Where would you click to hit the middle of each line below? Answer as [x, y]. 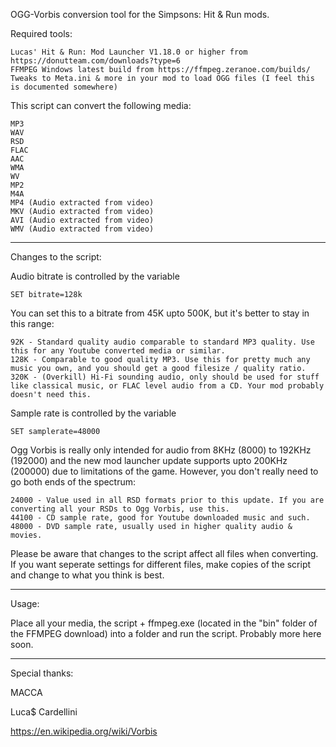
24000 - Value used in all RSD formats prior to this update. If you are [167, 500]
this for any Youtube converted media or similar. [118, 351]
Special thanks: [42, 673]
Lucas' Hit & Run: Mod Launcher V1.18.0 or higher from [129, 52]
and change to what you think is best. [87, 575]
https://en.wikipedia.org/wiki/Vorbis [84, 731]
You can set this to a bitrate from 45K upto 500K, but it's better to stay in [160, 313]
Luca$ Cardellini [44, 712]
